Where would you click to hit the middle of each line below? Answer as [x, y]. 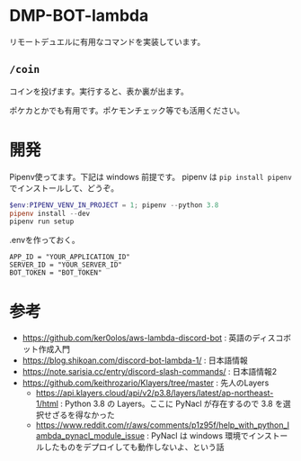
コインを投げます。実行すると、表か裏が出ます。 [99, 91]
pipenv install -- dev [50, 213]
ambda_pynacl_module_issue [90, 436]
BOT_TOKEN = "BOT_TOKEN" [56, 273]
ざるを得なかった [83, 415]
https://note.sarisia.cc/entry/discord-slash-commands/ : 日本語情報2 [150, 372]
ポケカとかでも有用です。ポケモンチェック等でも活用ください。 [127, 110]
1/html [47, 404]
